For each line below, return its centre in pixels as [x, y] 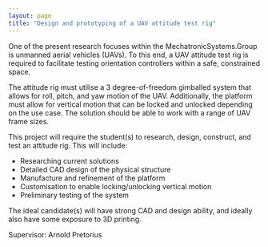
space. [20, 71]
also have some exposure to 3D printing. [75, 219]
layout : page [30, 16]
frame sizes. [29, 121]
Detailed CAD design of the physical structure [95, 169]
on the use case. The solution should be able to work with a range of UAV [130, 112]
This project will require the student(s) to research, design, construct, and [130, 136]
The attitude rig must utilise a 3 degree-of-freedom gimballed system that [130, 87]
